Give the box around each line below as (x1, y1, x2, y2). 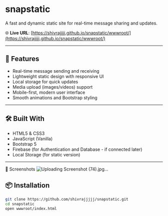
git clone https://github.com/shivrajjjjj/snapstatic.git (5, 197, 128, 202)
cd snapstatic (5, 201, 35, 206)
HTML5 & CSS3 (12, 130, 45, 136)
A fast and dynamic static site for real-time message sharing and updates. (5, 20, 157, 26)
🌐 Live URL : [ (5, 30, 33, 36)
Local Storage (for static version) (12, 151, 80, 157)
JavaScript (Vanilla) (12, 135, 53, 141)
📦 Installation (5, 181, 50, 189)
